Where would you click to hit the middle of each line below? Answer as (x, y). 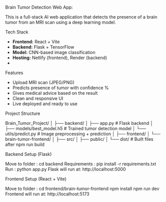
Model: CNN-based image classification (54, 52)
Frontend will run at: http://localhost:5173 (47, 194)
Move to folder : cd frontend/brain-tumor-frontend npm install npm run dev (82, 188)
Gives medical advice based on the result (55, 93)
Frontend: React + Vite (36, 42)
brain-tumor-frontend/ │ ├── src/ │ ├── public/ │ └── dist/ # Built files (79, 139)
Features (14, 73)
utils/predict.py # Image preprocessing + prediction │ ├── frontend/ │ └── (83, 134)
